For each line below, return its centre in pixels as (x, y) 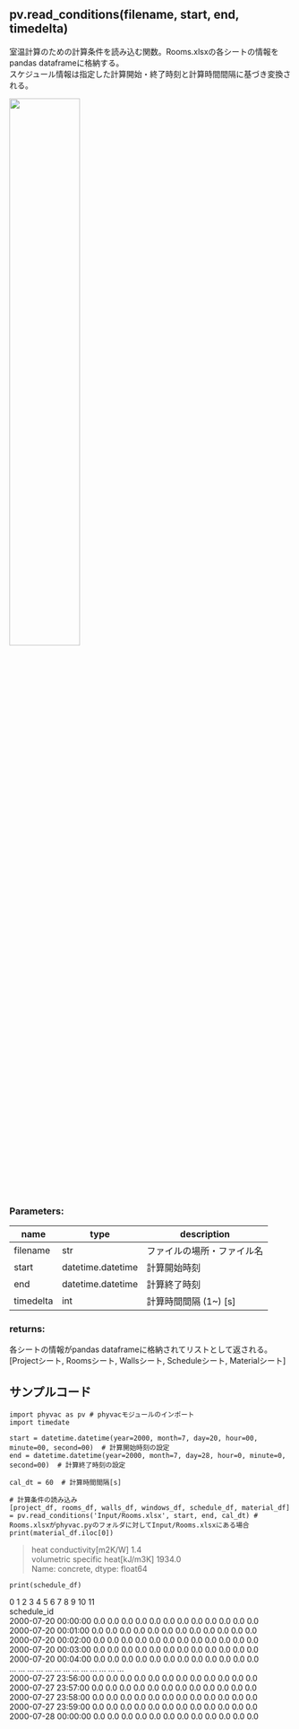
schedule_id (32, 1611)
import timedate (39, 1423)
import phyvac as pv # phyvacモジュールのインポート (102, 1415)
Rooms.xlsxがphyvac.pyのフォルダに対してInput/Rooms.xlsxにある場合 (129, 1525)
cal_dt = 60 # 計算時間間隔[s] (66, 1483)
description (205, 1234)
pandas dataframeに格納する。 (67, 63)
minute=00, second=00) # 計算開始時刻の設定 (90, 1448)
